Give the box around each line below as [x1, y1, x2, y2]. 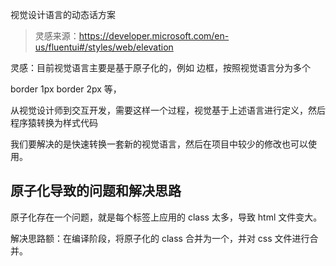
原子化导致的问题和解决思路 [10, 183, 182, 200]
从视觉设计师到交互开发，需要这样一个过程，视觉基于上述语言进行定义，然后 [10, 104, 326, 116]
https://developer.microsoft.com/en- [78, 30, 230, 42]
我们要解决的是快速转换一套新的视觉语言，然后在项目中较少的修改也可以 [10, 138, 308, 150]
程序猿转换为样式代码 [10, 117, 98, 128]
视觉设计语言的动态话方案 [10, 9, 116, 20]
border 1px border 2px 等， [10, 83, 122, 95]
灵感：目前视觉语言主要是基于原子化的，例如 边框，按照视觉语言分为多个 [10, 62, 311, 73]
